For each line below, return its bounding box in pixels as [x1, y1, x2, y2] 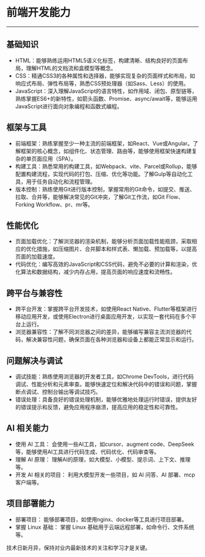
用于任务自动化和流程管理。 [26, 178, 96, 185]
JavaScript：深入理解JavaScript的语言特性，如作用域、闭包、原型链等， [15, 87, 198, 95]
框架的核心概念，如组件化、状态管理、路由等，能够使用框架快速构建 [20, 147, 192, 155]
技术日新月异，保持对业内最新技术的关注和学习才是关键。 [6, 544, 151, 551]
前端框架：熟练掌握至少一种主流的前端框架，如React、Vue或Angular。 [15, 139, 193, 147]
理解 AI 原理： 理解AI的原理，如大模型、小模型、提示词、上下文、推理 [15, 456, 191, 463]
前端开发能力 [6, 6, 71, 20]
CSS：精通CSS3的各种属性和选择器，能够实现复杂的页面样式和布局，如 [15, 72, 195, 79]
